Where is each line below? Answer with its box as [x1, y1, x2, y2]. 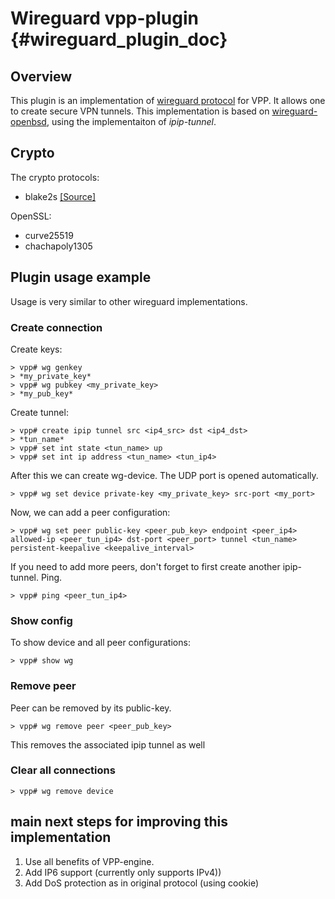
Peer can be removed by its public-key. [10, 702, 172, 714]
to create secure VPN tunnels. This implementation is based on [10, 105, 270, 117]
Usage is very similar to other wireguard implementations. [10, 295, 248, 307]
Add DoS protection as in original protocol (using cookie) [24, 877, 260, 889]
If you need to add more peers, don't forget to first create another [10, 560, 281, 572]
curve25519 [24, 229, 74, 241]
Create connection [10, 320, 103, 334]
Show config [10, 613, 73, 627]
